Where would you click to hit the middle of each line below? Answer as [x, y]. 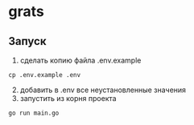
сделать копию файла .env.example [80, 60]
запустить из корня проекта [68, 98]
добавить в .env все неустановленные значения [103, 90]
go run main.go [34, 113]
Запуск [27, 41]
